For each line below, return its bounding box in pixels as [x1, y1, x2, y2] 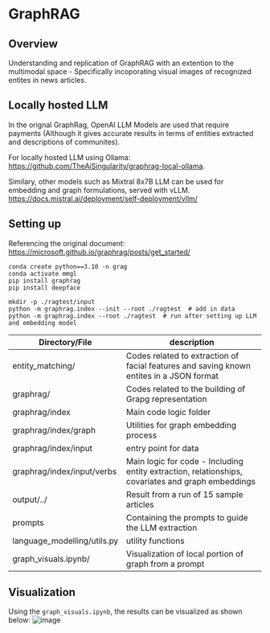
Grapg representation [125, 393, 207, 405]
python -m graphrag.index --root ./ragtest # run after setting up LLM [8, 311, 257, 320]
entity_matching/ [12, 360, 76, 371]
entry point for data [125, 442, 199, 454]
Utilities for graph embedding [125, 419, 237, 430]
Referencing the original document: [8, 238, 125, 248]
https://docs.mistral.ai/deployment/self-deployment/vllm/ [8, 194, 198, 203]
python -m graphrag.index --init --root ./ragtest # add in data [8, 305, 235, 313]
